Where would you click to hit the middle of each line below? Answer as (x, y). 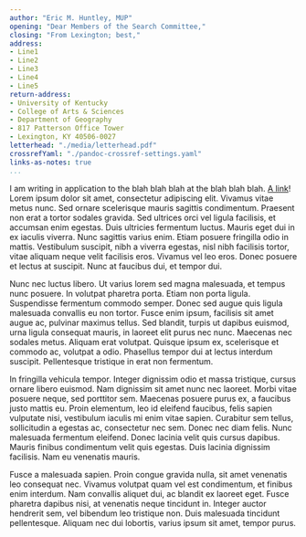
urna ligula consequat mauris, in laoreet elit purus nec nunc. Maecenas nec (151, 332)
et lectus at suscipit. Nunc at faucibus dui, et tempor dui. (116, 266)
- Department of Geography (61, 120)
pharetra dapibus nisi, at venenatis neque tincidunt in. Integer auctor (138, 503)
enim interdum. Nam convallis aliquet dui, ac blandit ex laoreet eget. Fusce (149, 493)
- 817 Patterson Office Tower (67, 129)
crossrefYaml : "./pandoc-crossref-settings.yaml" (106, 153)
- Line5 (24, 86)
